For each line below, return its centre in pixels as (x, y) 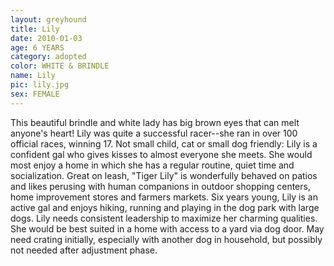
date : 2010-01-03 (46, 38)
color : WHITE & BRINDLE (60, 66)
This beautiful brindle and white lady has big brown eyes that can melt (155, 122)
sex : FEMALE (35, 94)
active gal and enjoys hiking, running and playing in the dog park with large (165, 207)
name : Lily (33, 76)
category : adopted (48, 57)
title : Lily (35, 29)
